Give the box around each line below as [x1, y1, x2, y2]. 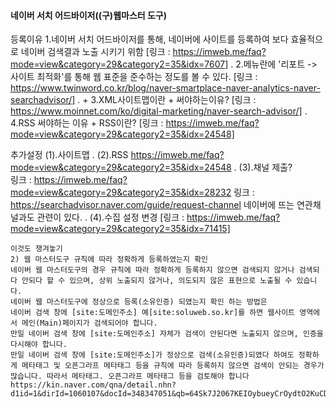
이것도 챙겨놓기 [10, 244, 63, 254]
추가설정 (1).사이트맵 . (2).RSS [10, 149, 129, 161]
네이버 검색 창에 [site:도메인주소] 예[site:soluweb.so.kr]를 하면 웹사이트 [10, 308, 296, 318]
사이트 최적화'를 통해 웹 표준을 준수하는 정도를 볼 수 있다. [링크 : [10, 71, 258, 83]
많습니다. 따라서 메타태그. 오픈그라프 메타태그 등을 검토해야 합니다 [10, 371, 250, 382]
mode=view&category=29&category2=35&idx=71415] [10, 223, 231, 235]
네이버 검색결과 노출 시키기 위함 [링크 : [20, 46, 171, 58]
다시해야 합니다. [10, 340, 68, 350]
